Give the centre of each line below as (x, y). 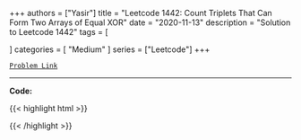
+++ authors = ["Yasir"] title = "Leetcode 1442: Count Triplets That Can (141, 13)
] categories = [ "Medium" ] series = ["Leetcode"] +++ (110, 49)
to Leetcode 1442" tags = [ (59, 32)
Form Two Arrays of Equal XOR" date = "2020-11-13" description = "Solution (150, 22)
